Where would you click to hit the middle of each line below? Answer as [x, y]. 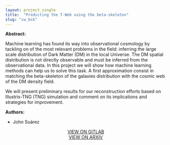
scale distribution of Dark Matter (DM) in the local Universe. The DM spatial [84, 54]
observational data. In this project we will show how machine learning [78, 65]
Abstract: [16, 34]
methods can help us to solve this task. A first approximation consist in [80, 71]
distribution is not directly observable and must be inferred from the [77, 60]
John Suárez [26, 122]
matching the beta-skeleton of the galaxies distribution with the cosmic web [85, 76]
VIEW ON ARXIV [86, 137]
